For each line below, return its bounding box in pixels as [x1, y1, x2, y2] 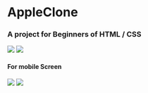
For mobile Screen [7, 63, 62, 71]
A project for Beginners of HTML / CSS [7, 30, 142, 39]
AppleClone [7, 4, 79, 20]
